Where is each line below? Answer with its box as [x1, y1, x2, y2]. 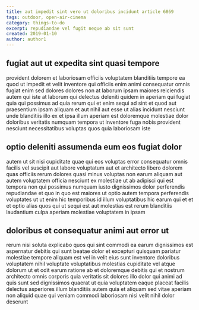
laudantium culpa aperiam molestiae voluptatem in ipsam [6, 208, 146, 215]
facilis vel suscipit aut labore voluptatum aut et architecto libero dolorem [6, 164, 183, 171]
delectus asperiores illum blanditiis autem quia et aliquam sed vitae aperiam [6, 286, 192, 293]
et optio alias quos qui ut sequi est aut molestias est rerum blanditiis [6, 202, 172, 209]
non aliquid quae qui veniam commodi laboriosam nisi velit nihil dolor [6, 292, 175, 299]
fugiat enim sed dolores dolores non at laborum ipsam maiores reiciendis [6, 87, 185, 94]
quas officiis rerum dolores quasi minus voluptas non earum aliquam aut [6, 170, 183, 177]
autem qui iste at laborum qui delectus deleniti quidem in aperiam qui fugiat [6, 93, 191, 100]
